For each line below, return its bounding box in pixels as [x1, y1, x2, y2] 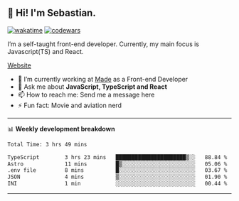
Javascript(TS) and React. [7, 47, 84, 55]
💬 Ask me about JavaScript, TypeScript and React [17, 82, 167, 91]
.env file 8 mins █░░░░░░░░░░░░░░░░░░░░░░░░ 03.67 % [7, 167, 228, 174]
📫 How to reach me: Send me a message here [17, 90, 155, 99]
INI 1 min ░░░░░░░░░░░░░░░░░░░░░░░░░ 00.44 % [7, 180, 228, 188]
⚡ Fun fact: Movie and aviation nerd [17, 101, 122, 109]
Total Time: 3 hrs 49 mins [7, 141, 87, 148]
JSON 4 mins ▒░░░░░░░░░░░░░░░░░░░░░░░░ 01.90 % [7, 173, 228, 181]
